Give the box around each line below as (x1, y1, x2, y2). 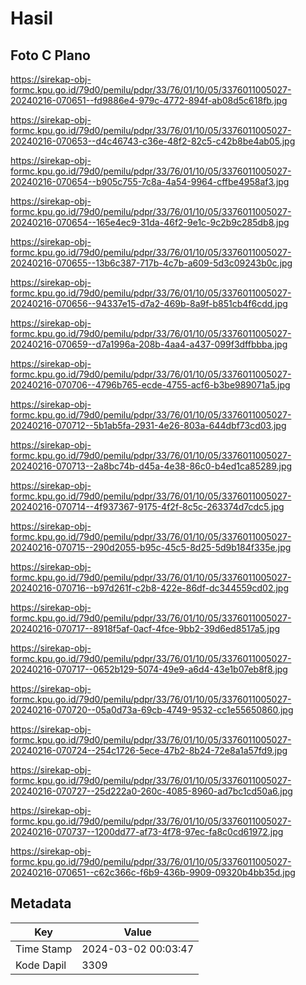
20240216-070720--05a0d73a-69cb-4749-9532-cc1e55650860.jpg (10, 704, 294, 716)
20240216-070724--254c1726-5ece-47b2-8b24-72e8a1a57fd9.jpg (10, 745, 288, 756)
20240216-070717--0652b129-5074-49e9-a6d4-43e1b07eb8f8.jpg (10, 663, 288, 675)
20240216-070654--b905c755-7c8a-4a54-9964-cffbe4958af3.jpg (10, 176, 290, 187)
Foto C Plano (10, 47, 91, 64)
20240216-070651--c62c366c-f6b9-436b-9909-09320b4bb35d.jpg (10, 867, 296, 878)
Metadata (10, 895, 72, 912)
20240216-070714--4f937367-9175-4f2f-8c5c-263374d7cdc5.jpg (10, 501, 285, 512)
